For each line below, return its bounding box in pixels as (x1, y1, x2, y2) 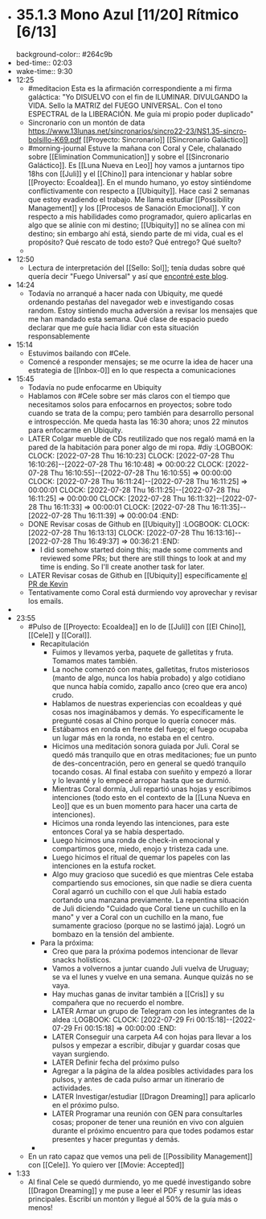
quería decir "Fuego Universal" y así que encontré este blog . (27, 271, 229, 281)
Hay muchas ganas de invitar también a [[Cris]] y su (51, 989, 225, 999)
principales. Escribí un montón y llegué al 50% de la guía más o (27, 1194, 239, 1204)
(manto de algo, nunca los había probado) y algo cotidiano (51, 673, 246, 683)
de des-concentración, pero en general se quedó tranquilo (51, 758, 247, 768)
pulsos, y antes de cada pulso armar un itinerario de (51, 1074, 225, 1084)
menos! (27, 1202, 54, 1212)
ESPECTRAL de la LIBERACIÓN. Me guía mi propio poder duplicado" (27, 109, 254, 118)
